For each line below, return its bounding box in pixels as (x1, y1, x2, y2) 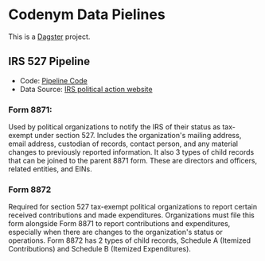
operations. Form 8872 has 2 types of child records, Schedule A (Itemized (8, 236, 251, 245)
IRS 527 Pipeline (8, 55, 90, 68)
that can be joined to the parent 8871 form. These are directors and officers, (8, 156, 257, 166)
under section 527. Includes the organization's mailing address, (34, 131, 242, 140)
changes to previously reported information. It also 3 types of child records (8, 148, 255, 157)
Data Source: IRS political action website (19, 84, 153, 94)
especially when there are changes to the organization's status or (8, 228, 223, 237)
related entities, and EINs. (8, 164, 93, 174)
